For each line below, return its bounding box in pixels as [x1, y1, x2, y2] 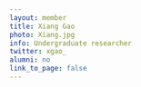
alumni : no [9, 55, 51, 64]
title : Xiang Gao [9, 22, 76, 31]
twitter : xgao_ [9, 47, 67, 56]
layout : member [9, 13, 67, 23]
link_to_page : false [9, 64, 88, 73]
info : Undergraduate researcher [9, 38, 132, 48]
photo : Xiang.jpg [9, 30, 76, 39]
